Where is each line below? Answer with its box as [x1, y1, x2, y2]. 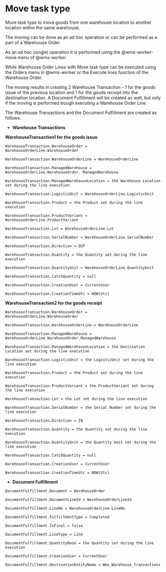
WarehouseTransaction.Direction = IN [5, 418, 83, 423]
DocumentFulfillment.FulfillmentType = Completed [5, 514, 110, 519]
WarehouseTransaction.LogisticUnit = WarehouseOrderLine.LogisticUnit [5, 191, 154, 196]
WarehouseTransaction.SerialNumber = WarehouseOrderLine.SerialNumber [5, 235, 154, 240]
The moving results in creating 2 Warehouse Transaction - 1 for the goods [5, 84, 156, 90]
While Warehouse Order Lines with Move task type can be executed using [5, 64, 156, 70]
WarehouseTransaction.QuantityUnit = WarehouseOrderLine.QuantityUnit [5, 265, 154, 270]
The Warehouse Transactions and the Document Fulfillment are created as [5, 110, 157, 116]
